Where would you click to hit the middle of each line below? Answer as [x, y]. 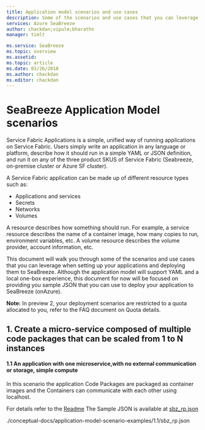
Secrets [25, 203]
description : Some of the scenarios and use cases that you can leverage [102, 18]
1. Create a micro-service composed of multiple [99, 329]
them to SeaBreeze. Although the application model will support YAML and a [102, 272]
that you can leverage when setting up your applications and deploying [96, 265]
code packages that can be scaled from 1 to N [95, 339]
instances [26, 348]
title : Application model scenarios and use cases [72, 12]
